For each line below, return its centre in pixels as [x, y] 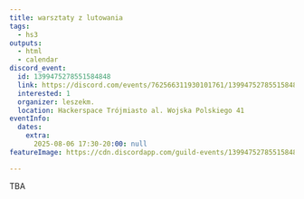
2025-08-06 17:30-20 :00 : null [90, 144]
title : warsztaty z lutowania [66, 18]
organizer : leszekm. [56, 102]
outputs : [26, 43]
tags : [19, 26]
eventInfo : [30, 118]
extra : [38, 136]
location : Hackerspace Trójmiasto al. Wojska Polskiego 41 [131, 110]
